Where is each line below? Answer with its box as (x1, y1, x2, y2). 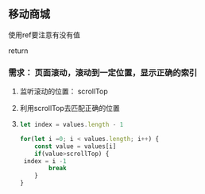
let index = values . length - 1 (19, 121, 124, 129)
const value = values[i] (34, 142, 117, 150)
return (8, 46, 29, 55)
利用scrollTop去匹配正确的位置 (19, 104, 121, 113)
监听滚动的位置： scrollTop (19, 86, 109, 97)
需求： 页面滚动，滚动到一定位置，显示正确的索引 (8, 67, 198, 78)
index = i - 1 (23, 157, 67, 165)
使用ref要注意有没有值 (8, 30, 81, 40)
